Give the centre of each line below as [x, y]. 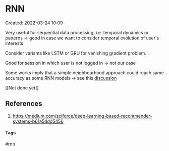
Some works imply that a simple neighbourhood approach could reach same [84, 72]
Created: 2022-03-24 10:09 [34, 23]
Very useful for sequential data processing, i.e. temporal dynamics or [77, 32]
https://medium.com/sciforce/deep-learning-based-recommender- [82, 116]
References [24, 104]
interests [14, 43]
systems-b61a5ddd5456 [38, 121]
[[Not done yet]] [22, 88]
